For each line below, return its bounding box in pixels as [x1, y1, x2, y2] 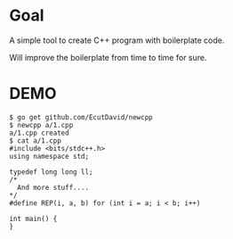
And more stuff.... [17, 183, 90, 192]
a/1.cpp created [9, 128, 69, 137]
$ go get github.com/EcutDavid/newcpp [9, 112, 153, 121]
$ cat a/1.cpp [9, 136, 62, 145]
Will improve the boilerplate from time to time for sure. [9, 52, 207, 62]
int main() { [9, 214, 58, 223]
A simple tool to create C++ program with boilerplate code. [9, 35, 225, 45]
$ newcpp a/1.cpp [9, 120, 74, 129]
